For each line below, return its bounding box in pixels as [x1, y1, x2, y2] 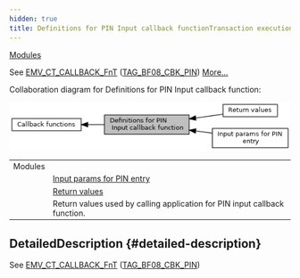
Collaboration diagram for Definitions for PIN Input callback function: [9, 84, 262, 94]
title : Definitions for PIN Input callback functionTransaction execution [9, 23, 294, 33]
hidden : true [9, 14, 58, 23]
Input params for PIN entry [52, 174, 150, 184]
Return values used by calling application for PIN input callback [52, 198, 284, 208]
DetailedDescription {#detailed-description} [9, 236, 262, 251]
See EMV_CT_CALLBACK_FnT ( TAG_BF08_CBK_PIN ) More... [9, 67, 229, 78]
